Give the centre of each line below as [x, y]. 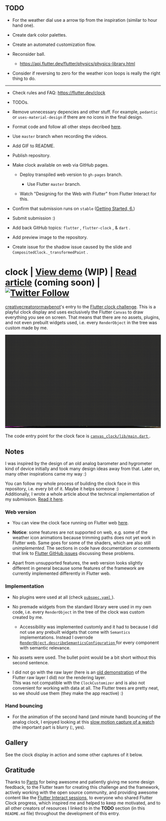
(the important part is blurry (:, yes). [49, 727]
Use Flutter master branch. [54, 184]
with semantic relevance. [45, 648]
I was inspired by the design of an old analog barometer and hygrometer [79, 463]
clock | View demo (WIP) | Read [71, 272]
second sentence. [31, 662]
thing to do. [24, 78]
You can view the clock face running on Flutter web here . [70, 523]
